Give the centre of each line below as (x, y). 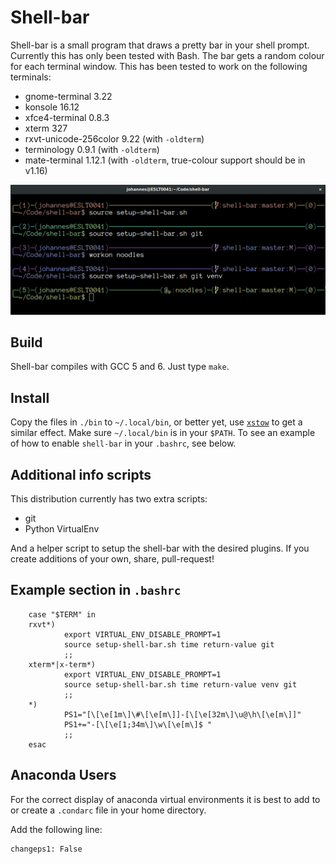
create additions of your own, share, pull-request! (112, 559)
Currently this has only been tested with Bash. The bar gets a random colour (167, 55)
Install (30, 397)
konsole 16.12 (52, 107)
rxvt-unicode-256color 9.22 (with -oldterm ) (114, 138)
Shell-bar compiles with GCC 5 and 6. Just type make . (120, 367)
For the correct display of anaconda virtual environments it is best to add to (165, 799)
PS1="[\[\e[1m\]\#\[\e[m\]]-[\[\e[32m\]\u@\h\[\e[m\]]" (182, 714)
